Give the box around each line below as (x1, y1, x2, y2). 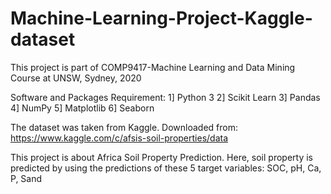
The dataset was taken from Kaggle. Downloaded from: (10, 121, 239, 133)
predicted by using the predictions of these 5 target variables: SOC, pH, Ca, (10, 162, 322, 174)
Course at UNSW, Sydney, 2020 (10, 72, 142, 84)
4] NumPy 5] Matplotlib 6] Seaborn (10, 102, 155, 114)
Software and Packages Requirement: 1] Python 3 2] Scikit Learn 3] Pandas (10, 91, 321, 103)
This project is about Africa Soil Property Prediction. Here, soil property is (10, 151, 313, 163)
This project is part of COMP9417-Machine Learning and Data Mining (10, 61, 296, 73)
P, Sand (10, 172, 43, 184)
